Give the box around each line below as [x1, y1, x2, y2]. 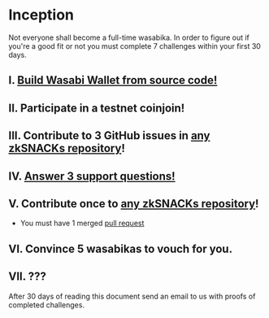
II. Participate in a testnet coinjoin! [8, 101, 185, 115]
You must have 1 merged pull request [20, 218, 145, 229]
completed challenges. [8, 299, 85, 310]
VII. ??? [8, 270, 47, 284]
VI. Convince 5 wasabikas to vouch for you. [8, 242, 233, 255]
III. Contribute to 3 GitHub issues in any [8, 129, 210, 143]
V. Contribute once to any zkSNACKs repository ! [8, 197, 259, 211]
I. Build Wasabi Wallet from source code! [8, 73, 218, 87]
